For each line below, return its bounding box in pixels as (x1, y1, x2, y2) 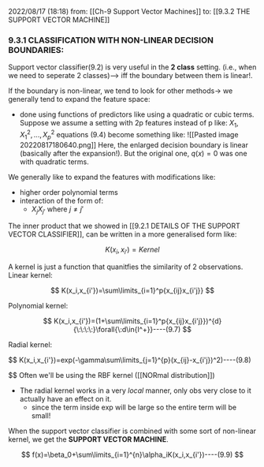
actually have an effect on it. (19, 394, 112, 404)
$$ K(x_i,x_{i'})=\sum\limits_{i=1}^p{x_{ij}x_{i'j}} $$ (50, 286, 215, 295)
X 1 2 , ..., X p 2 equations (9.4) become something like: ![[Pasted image (19, 129, 239, 141)
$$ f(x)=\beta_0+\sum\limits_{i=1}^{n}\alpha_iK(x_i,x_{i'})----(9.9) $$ (20, 450, 244, 460)
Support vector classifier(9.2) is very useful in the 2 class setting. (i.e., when (8, 62, 257, 72)
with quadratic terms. (19, 157, 89, 166)
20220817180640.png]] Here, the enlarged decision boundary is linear (19, 140, 248, 149)
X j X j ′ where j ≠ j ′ (31, 204, 84, 215)
